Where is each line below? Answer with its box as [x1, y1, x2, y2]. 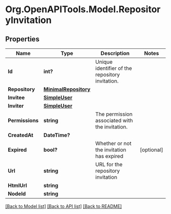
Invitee [8, 94, 25, 101]
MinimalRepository [43, 86, 91, 93]
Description [100, 50, 130, 57]
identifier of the [95, 65, 132, 72]
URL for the [95, 161, 123, 168]
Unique [95, 59, 113, 65]
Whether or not [95, 140, 132, 147]
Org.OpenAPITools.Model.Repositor [5, 4, 161, 15]
